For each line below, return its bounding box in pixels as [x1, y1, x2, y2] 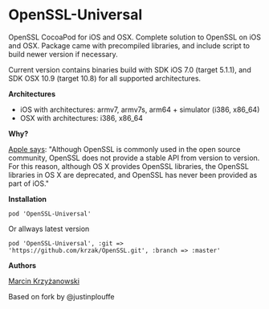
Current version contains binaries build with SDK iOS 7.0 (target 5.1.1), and [8, 64, 251, 74]
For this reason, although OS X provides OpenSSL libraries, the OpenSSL [8, 161, 249, 171]
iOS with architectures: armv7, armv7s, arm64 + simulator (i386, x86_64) [19, 105, 260, 114]
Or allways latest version [8, 224, 90, 233]
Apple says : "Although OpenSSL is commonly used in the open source [8, 144, 241, 154]
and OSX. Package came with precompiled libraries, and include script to [8, 40, 251, 50]
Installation [8, 194, 47, 204]
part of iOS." [8, 179, 50, 188]
